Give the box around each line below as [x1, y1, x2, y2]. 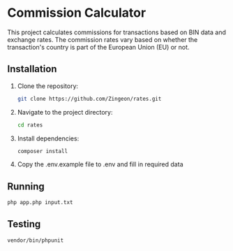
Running [7, 180, 45, 192]
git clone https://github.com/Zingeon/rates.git [17, 95, 162, 102]
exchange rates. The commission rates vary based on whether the [7, 35, 198, 43]
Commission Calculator [7, 5, 146, 21]
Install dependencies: [17, 134, 80, 143]
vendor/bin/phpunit [7, 236, 64, 244]
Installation [7, 63, 57, 75]
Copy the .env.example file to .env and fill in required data [17, 160, 183, 168]
